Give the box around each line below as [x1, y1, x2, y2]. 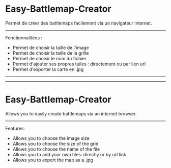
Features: [5, 125, 25, 131]
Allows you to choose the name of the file [12, 146, 100, 152]
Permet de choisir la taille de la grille [12, 50, 89, 56]
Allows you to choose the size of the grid [12, 140, 99, 147]
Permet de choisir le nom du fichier [12, 55, 87, 61]
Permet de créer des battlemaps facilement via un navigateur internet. [5, 20, 153, 26]
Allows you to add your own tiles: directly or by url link [12, 151, 126, 157]
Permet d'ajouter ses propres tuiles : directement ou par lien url [12, 61, 146, 67]
